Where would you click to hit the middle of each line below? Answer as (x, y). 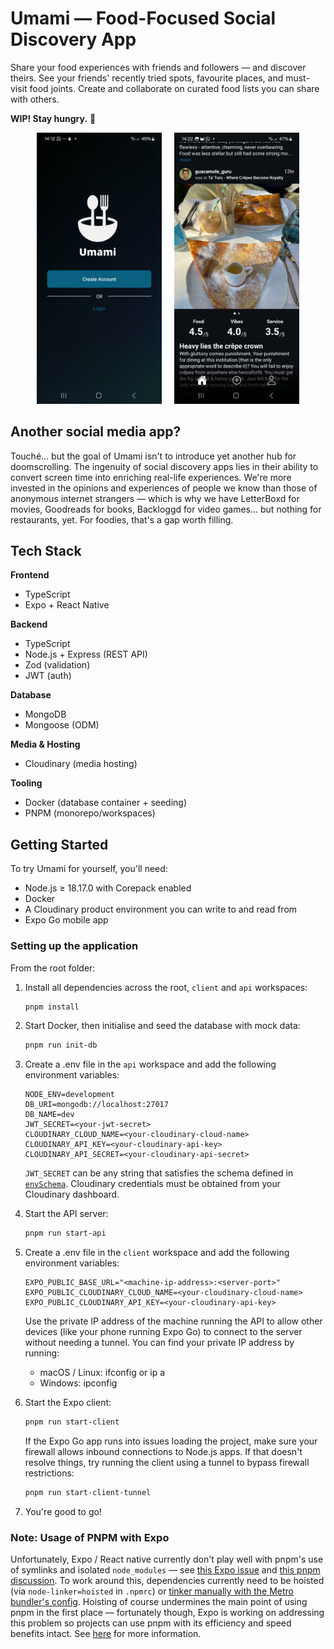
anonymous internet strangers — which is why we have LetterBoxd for (155, 498)
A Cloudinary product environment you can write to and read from (161, 909)
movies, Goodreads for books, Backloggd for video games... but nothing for (166, 509)
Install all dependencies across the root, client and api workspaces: (166, 987)
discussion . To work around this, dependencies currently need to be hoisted (167, 1581)
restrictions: (49, 1473)
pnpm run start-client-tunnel (88, 1493)
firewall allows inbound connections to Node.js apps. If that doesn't (163, 1452)
